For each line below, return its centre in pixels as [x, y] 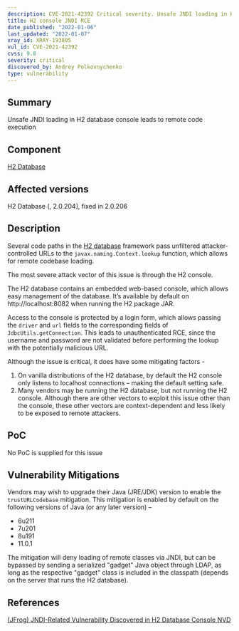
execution [22, 127]
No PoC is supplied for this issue [55, 452]
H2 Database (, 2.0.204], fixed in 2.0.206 [68, 206]
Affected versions [48, 189]
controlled [22, 253]
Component [34, 149]
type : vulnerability [38, 73]
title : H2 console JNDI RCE [49, 21]
